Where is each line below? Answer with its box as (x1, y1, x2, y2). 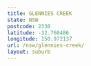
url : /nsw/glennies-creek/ (7, 42, 85, 49)
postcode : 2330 (7, 23, 51, 30)
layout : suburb (7, 49, 51, 56)
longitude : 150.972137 (7, 36, 72, 43)
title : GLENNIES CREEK (7, 10, 72, 17)
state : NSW (7, 16, 39, 23)
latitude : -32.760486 (7, 29, 70, 36)
